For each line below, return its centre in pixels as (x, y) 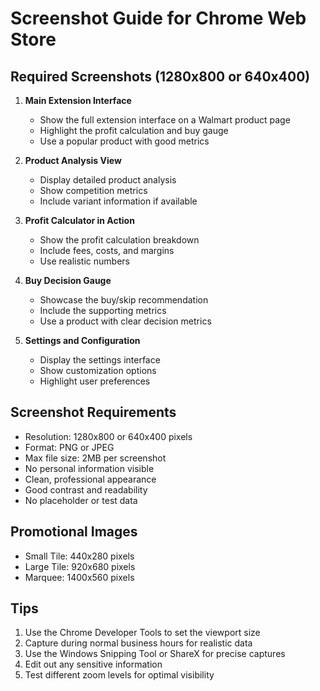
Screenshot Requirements (93, 412)
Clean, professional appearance (90, 479)
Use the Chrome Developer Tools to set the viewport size (142, 633)
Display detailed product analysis (108, 180)
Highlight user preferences (95, 381)
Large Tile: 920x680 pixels (80, 566)
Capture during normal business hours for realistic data (138, 643)
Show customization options (98, 370)
